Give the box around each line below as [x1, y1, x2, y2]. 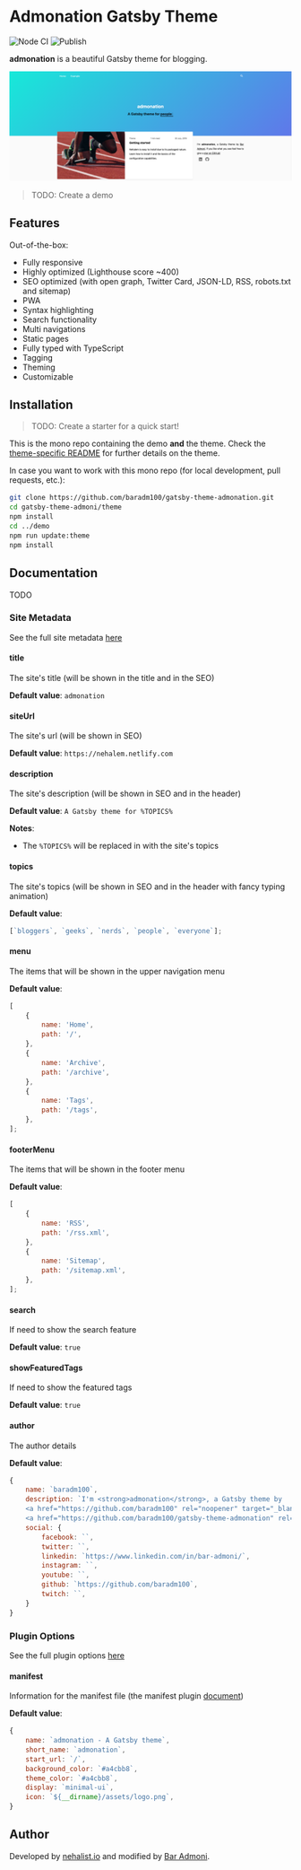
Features [9, 215, 60, 231]
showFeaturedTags [9, 1362, 83, 1373]
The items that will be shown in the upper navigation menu [9, 966, 226, 976]
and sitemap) [21, 285, 72, 296]
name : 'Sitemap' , [41, 1256, 106, 1266]
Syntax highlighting [21, 304, 94, 315]
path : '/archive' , [41, 1068, 110, 1077]
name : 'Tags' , [41, 1097, 94, 1105]
